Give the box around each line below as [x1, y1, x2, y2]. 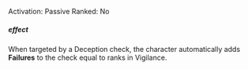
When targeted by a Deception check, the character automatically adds [8, 44, 241, 53]
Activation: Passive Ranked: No [8, 7, 110, 16]
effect [8, 24, 29, 34]
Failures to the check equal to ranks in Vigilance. [8, 53, 167, 62]
